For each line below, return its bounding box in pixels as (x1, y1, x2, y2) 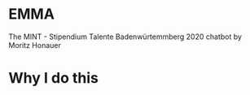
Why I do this (8, 69, 99, 88)
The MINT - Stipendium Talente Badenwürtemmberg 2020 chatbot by (8, 32, 243, 41)
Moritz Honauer (8, 40, 61, 50)
